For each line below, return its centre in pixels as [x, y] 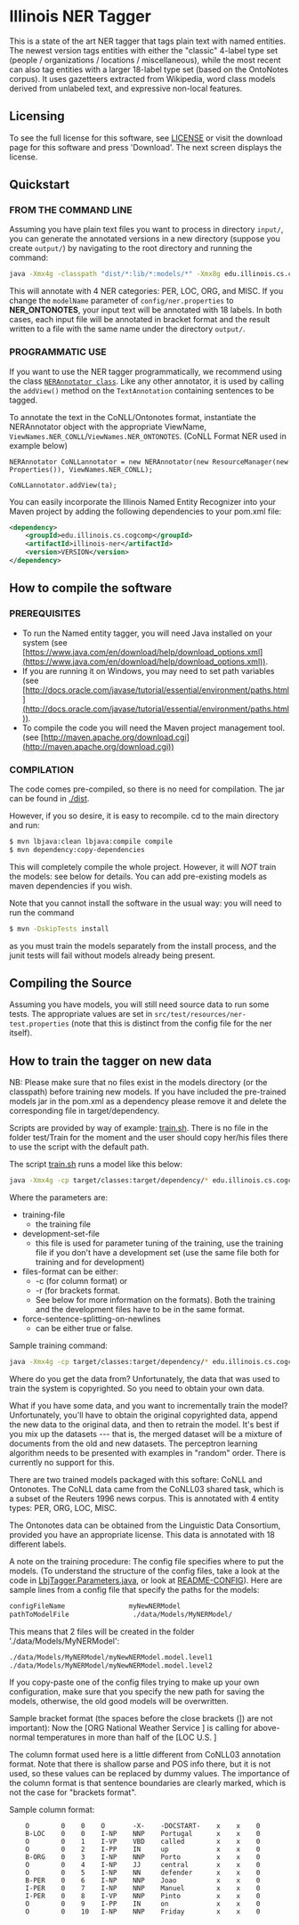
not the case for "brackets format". [73, 1792]
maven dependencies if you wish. [71, 885]
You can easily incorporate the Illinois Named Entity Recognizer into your [143, 501]
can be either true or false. [84, 1328]
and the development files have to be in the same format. [140, 1310]
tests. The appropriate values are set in [81, 1014]
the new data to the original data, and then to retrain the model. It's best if [144, 1424]
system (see [45, 642]
